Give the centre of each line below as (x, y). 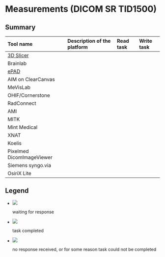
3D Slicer (18, 55)
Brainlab (17, 63)
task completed (28, 230)
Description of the (89, 41)
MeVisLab (19, 87)
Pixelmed (18, 151)
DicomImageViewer (30, 157)
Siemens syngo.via (29, 165)
